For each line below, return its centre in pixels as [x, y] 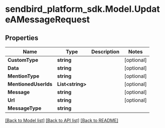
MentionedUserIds [30, 84]
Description [105, 52]
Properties [22, 38]
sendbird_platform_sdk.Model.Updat [82, 9]
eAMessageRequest [47, 20]
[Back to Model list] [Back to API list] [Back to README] [62, 120]
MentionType [23, 76]
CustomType [23, 60]
